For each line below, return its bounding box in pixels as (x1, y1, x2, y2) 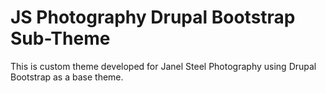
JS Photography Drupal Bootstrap (10, 6, 296, 29)
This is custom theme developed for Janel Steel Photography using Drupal (10, 60, 317, 72)
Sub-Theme (10, 27, 111, 50)
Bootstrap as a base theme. (10, 71, 124, 83)
